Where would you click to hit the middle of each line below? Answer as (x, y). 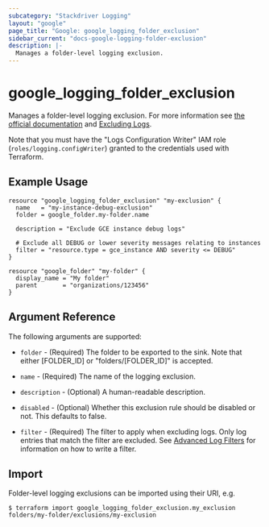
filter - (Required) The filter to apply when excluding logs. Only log (133, 431)
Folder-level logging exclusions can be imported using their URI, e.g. (122, 493)
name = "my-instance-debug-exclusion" (84, 207)
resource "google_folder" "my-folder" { (77, 271)
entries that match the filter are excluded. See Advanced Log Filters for (138, 440)
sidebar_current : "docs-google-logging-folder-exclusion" (108, 38)
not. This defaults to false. (63, 416)
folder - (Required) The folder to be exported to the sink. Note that (131, 352)
